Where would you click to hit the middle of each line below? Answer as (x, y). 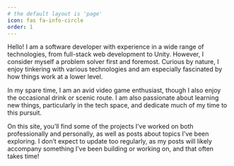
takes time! (23, 156)
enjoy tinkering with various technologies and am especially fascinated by (115, 69)
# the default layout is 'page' (55, 14)
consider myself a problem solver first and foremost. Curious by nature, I (113, 62)
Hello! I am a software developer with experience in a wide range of (106, 47)
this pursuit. (25, 113)
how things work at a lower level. (55, 77)
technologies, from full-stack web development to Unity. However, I (105, 54)
